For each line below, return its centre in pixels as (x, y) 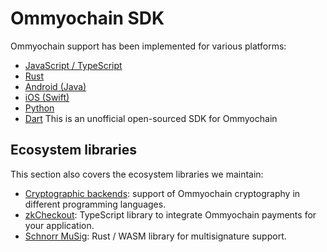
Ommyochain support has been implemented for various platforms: (148, 46)
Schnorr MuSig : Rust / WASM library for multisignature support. (155, 236)
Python (39, 108)
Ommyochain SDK (87, 18)
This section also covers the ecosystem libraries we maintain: (137, 174)
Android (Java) (55, 86)
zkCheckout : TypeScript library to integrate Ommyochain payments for (170, 214)
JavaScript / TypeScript (73, 65)
